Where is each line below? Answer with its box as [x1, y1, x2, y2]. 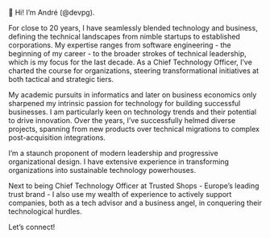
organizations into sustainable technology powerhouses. [8, 166, 196, 174]
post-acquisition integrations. [8, 133, 106, 142]
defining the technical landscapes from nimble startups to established [8, 32, 240, 41]
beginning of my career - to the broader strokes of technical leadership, [8, 49, 247, 58]
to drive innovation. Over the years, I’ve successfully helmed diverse [8, 116, 236, 125]
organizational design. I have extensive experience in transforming [8, 157, 230, 166]
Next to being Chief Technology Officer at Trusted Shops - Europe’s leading [8, 181, 260, 191]
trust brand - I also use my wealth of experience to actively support [8, 190, 232, 199]
